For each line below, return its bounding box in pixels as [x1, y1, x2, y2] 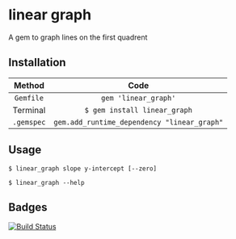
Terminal [12, 104, 46, 115]
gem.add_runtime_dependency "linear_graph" [53, 117, 224, 127]
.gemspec [12, 117, 46, 127]
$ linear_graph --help [8, 178, 85, 187]
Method [13, 79, 44, 90]
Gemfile [15, 93, 44, 103]
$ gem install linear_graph [84, 105, 192, 115]
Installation [8, 56, 66, 69]
